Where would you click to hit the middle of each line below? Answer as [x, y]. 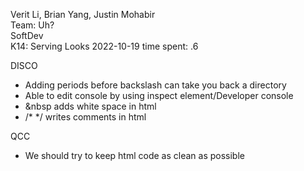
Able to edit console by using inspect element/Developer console [159, 95]
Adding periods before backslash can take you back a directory [155, 85]
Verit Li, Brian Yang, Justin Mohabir [83, 14]
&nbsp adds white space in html [90, 106]
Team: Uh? [32, 25]
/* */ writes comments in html [85, 117]
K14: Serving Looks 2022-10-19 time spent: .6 [104, 46]
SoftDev [27, 35]
